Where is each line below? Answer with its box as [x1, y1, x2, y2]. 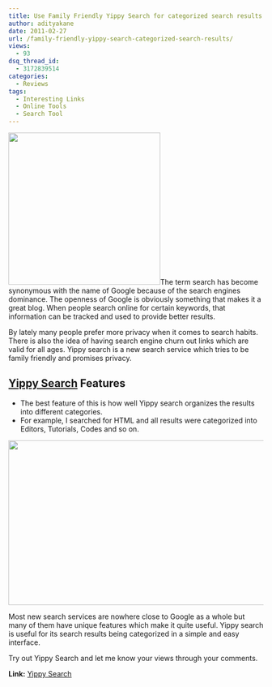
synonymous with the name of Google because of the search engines [8, 286, 241, 295]
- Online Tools [15, 102, 67, 110]
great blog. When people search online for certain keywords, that [8, 303, 226, 312]
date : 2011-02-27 [8, 27, 67, 35]
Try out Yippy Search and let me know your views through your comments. [8, 653, 258, 663]
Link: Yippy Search [8, 668, 72, 678]
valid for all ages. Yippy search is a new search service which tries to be [8, 345, 249, 354]
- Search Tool [15, 110, 63, 118]
